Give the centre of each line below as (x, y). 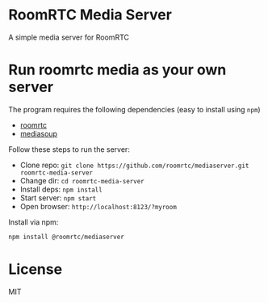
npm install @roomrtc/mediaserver (67, 237)
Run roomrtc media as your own (117, 70)
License (36, 269)
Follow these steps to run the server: (69, 149)
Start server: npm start (58, 198)
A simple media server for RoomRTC (69, 37)
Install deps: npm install (61, 189)
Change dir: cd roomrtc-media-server (82, 180)
